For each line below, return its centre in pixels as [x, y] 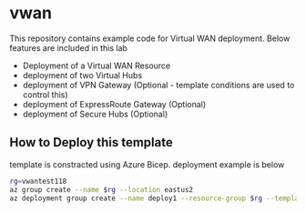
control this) [45, 95]
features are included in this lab [68, 47]
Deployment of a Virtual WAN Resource [97, 66]
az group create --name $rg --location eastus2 [102, 189]
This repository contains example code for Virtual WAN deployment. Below [150, 38]
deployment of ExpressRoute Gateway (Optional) [114, 104]
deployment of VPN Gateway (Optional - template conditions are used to [158, 85]
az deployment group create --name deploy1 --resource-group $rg [136, 198]
